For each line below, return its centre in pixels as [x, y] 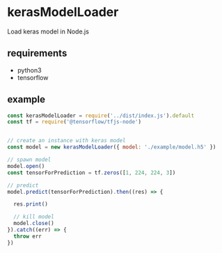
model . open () [26, 166]
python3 [29, 70]
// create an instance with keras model [67, 141]
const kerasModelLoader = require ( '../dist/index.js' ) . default [101, 116]
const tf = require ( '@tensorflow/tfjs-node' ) [74, 122]
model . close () [34, 224]
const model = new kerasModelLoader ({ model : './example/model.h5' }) [112, 147]
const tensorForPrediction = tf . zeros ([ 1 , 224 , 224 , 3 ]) [92, 172]
